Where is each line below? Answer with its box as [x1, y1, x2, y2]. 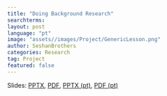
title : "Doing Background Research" [7, 10, 114, 17]
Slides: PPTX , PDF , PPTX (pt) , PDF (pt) [7, 81, 119, 89]
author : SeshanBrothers [7, 42, 77, 49]
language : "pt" [7, 29, 52, 37]
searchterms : [7, 17, 45, 24]
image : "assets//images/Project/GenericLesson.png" [7, 36, 161, 43]
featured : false [7, 62, 55, 69]
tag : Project [7, 56, 45, 63]
